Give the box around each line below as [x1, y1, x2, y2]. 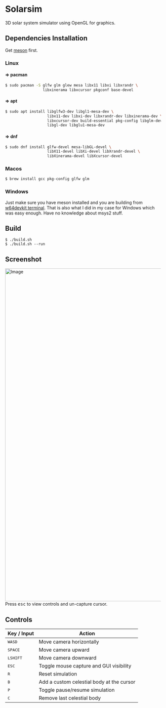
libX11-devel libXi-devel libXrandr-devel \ [47, 149, 140, 154]
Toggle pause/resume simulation [39, 687, 115, 694]
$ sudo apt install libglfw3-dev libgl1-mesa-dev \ [5, 109, 114, 114]
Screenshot [5, 255, 42, 263]
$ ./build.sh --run [5, 242, 45, 247]
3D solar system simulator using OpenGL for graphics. [5, 20, 116, 26]
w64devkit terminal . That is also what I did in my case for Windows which [5, 205, 155, 210]
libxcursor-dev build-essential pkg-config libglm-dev [47, 118, 163, 123]
